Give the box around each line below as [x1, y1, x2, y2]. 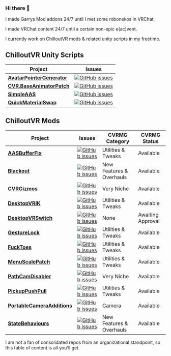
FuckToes [8, 244, 32, 251]
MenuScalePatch [8, 258, 50, 265]
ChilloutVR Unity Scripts [5, 50, 84, 59]
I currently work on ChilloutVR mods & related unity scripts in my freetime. [5, 36, 161, 42]
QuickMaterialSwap [8, 99, 57, 106]
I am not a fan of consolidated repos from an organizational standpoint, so [5, 339, 161, 345]
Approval [138, 217, 160, 224]
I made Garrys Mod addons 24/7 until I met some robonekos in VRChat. [5, 16, 155, 22]
